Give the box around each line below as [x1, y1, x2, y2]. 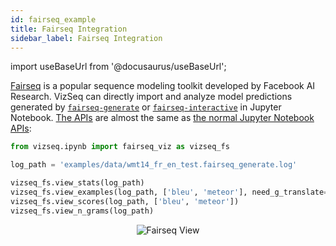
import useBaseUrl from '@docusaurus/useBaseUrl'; [10, 61, 227, 73]
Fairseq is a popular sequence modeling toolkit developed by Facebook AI [10, 80, 316, 92]
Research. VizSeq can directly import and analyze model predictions [10, 91, 293, 103]
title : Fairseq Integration [10, 24, 128, 34]
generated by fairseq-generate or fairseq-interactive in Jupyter [10, 101, 282, 113]
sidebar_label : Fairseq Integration [10, 33, 163, 43]
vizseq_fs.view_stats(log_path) [10, 178, 145, 188]
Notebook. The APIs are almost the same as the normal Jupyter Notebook [10, 112, 315, 124]
